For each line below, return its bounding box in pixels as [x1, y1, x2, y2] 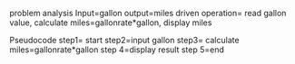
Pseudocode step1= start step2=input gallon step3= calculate [9, 35, 240, 45]
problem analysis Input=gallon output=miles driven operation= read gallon [9, 8, 287, 18]
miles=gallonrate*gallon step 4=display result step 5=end [9, 44, 224, 55]
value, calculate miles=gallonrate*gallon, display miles [9, 17, 212, 28]
